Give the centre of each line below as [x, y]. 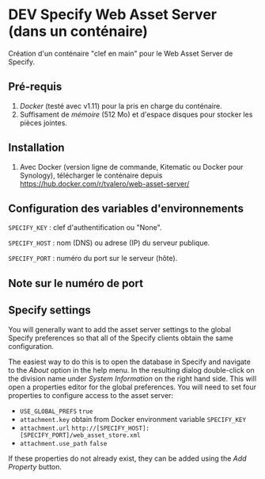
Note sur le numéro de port [76, 283]
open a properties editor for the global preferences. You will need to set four [132, 387]
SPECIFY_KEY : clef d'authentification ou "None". [85, 228]
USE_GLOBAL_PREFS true [56, 411]
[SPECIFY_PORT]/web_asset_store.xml [80, 435]
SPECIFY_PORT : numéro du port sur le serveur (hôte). [93, 259]
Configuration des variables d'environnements [126, 208]
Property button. [35, 466]
